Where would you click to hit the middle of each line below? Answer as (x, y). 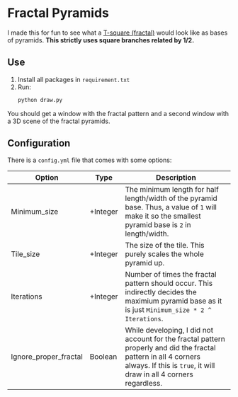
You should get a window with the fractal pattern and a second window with (118, 113)
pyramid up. (145, 263)
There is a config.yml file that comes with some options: (90, 160)
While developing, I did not (169, 330)
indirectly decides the (161, 292)
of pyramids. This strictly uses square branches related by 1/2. (101, 40)
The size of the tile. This (165, 246)
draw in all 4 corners (159, 374)
